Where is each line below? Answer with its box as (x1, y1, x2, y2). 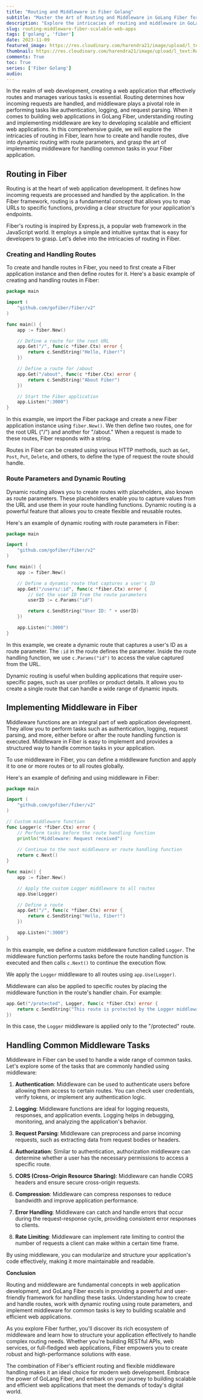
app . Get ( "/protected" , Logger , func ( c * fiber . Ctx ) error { (6, 1000, 158, 1006)
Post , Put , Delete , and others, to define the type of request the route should (6, 453, 194, 460)
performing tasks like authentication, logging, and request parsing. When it (6, 106, 193, 114)
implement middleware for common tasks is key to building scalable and (6, 1307, 186, 1314)
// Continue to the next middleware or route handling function (17, 847, 182, 853)
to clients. (14, 1221, 40, 1229)
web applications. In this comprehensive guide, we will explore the (6, 126, 172, 133)
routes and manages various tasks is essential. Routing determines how (6, 94, 185, 101)
